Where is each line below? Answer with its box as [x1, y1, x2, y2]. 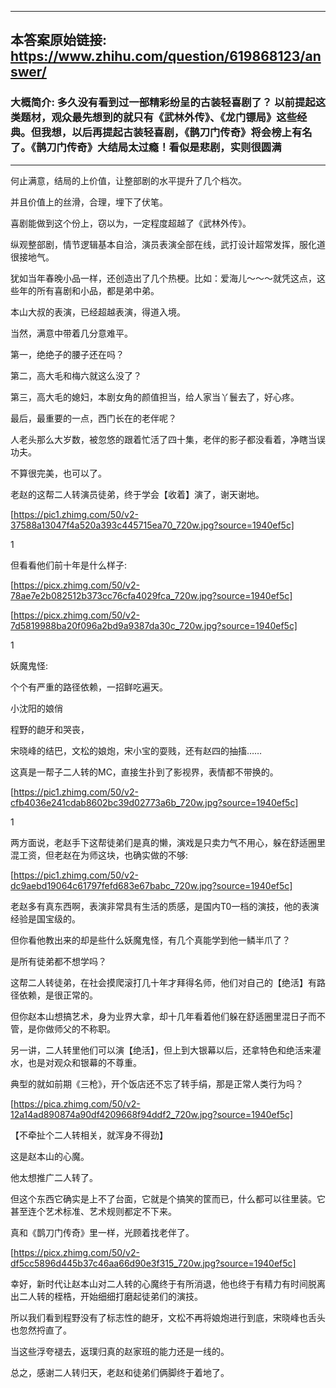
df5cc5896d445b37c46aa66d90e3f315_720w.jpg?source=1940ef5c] [10, 1257, 297, 1269]
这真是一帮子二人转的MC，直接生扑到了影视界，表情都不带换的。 [10, 766, 279, 778]
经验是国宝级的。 [10, 912, 81, 925]
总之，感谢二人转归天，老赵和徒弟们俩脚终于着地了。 [10, 1366, 230, 1378]
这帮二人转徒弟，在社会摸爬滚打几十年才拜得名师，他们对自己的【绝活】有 [10, 976, 317, 988]
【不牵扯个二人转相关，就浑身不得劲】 [10, 1129, 168, 1141]
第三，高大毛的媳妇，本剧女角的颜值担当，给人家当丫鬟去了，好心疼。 [10, 391, 300, 403]
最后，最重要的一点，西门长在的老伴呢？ [10, 412, 177, 424]
